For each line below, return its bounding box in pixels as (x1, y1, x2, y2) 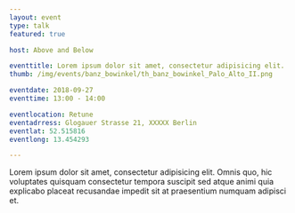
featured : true (9, 29, 66, 38)
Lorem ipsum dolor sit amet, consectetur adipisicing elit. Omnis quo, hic (9, 167, 273, 177)
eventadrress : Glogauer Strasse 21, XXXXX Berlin (9, 118, 198, 127)
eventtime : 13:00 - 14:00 (9, 94, 105, 103)
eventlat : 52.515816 (9, 126, 86, 136)
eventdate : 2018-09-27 (9, 86, 94, 95)
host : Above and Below (9, 45, 94, 54)
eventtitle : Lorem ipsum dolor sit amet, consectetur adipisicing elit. (9, 61, 285, 71)
